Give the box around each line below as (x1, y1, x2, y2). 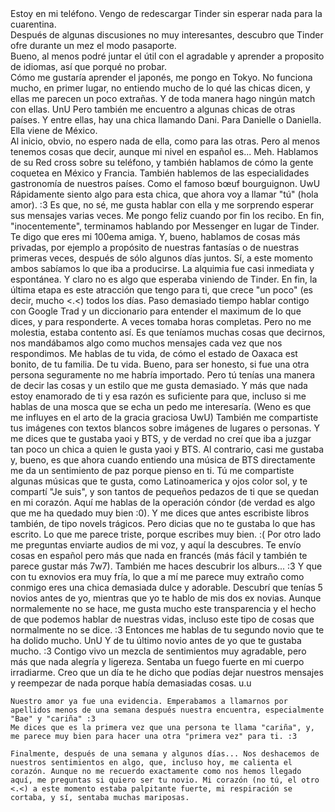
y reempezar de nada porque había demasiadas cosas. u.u (10, 677, 252, 689)
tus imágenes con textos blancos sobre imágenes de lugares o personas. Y (10, 422, 320, 434)
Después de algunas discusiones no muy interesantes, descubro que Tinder (10, 29, 324, 41)
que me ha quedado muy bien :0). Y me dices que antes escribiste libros (10, 507, 310, 519)
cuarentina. (10, 18, 57, 30)
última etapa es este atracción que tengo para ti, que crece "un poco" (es (10, 284, 313, 296)
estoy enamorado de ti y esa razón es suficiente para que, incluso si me (10, 390, 307, 402)
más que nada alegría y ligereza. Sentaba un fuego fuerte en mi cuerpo (10, 656, 305, 667)
